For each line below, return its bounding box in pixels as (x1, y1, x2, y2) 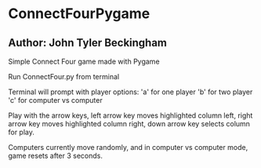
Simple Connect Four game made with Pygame (8, 57, 160, 66)
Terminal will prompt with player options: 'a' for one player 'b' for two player (8, 87, 253, 97)
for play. (8, 127, 35, 137)
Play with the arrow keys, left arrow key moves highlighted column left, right (8, 111, 253, 120)
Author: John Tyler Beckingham (8, 36, 167, 49)
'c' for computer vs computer (8, 96, 103, 104)
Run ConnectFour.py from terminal (8, 72, 120, 81)
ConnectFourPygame (8, 5, 150, 23)
